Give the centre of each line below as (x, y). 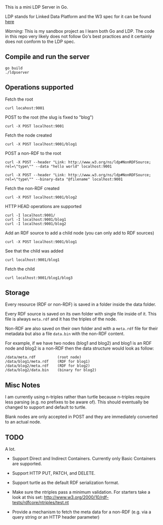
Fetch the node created (28, 135)
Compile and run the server (47, 57)
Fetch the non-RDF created (32, 188)
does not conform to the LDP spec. (40, 42)
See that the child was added (34, 251)
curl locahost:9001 (25, 108)
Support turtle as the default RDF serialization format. (65, 483)
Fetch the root (19, 99)
